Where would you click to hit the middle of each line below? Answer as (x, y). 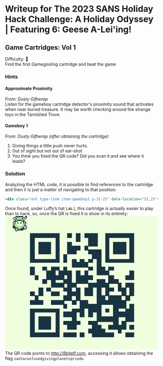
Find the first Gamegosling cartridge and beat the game (61, 64)
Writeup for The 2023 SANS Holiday (79, 9)
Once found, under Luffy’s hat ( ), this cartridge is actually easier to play (79, 208)
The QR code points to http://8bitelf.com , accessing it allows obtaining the (79, 353)
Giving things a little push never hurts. (50, 146)
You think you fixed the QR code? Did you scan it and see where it (78, 156)
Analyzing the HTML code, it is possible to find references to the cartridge (79, 184)
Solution (15, 174)
